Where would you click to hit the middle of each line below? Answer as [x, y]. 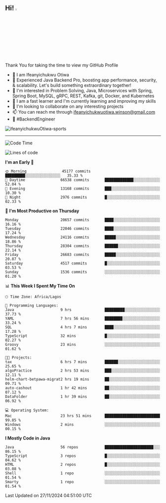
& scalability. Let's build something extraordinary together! [72, 85]
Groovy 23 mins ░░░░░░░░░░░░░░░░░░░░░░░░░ [83, 344]
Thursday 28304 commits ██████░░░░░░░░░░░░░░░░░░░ [83, 246]
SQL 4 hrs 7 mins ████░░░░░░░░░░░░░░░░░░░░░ [83, 327]
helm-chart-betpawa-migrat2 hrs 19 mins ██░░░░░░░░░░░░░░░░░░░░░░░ [83, 379]
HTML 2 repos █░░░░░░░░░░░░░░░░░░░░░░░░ [83, 464]
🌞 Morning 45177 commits [48, 171]
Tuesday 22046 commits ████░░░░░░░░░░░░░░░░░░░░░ [83, 228]
